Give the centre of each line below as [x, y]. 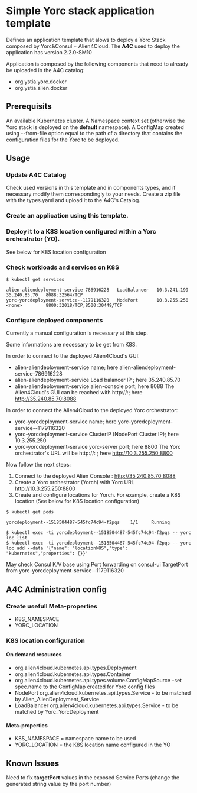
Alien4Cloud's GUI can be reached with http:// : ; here [78, 393]
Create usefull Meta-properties [52, 606]
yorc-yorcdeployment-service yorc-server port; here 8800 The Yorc [98, 447]
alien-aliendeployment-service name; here [66, 367]
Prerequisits [29, 107]
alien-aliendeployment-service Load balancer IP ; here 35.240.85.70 [98, 380]
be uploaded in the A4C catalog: [45, 70]
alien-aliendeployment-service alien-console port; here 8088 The [94, 386]
